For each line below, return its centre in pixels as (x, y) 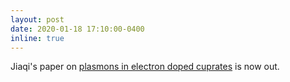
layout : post (37, 19)
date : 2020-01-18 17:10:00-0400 (77, 29)
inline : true (37, 38)
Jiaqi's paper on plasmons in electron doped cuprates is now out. (145, 67)
